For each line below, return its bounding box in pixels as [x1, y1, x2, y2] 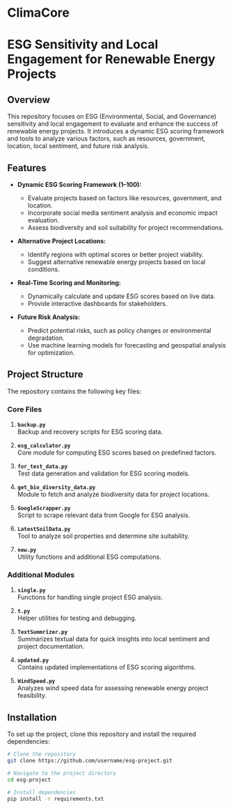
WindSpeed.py [17, 678, 56, 685]
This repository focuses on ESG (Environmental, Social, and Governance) [7, 113, 217, 121]
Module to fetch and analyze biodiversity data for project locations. [17, 490, 210, 498]
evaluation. [27, 216, 60, 224]
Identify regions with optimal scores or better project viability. [27, 250, 204, 259]
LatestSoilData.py [17, 526, 71, 533]
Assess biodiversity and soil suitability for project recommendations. [27, 224, 224, 231]
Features [7, 162, 47, 174]
